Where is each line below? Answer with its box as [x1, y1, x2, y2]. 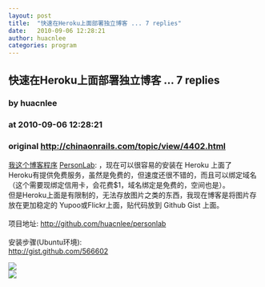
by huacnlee [8, 98, 58, 109]
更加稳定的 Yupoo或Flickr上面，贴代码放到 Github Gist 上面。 [22, 200, 224, 209]
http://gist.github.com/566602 [8, 246, 109, 256]
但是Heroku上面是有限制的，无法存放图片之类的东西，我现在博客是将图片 [8, 190, 250, 200]
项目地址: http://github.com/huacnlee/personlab [8, 218, 167, 228]
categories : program [8, 42, 78, 50]
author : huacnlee [8, 34, 66, 42]
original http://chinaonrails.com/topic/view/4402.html [8, 141, 227, 152]
